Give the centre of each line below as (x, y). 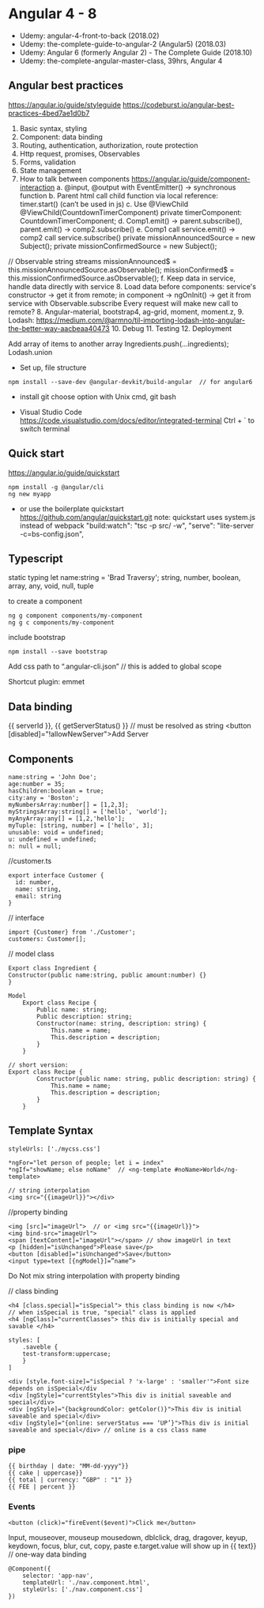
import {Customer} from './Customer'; (72, 932)
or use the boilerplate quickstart (72, 508)
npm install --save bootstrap (58, 652)
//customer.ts (30, 861)
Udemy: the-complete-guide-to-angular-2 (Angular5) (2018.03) (123, 43)
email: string (38, 896)
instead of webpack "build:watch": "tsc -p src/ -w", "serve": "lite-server (137, 525)
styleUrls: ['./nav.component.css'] (83, 1590)
